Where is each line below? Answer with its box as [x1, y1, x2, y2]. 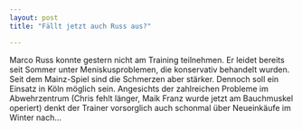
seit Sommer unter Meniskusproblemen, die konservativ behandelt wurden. [9, 64, 290, 75]
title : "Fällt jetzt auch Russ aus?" [9, 22, 152, 31]
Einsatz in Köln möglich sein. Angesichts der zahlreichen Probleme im [9, 83, 269, 94]
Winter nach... [9, 112, 61, 123]
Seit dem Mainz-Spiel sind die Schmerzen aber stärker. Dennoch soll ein [9, 73, 279, 84]
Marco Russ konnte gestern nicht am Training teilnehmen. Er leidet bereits [9, 54, 285, 65]
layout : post [9, 13, 59, 23]
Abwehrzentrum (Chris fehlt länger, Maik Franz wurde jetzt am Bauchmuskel [9, 92, 294, 104]
